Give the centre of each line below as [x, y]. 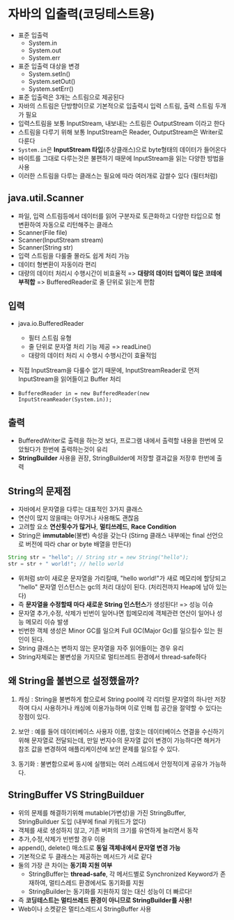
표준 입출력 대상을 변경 [49, 66]
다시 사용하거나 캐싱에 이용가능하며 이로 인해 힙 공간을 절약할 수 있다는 [127, 707]
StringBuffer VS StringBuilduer [76, 795]
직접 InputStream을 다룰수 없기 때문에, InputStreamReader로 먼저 [109, 370]
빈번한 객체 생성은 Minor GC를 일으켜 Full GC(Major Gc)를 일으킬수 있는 [117, 631]
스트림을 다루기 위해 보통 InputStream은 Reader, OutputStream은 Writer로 [120, 132]
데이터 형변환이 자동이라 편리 [57, 264]
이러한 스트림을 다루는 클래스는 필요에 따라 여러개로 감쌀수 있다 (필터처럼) [118, 175]
